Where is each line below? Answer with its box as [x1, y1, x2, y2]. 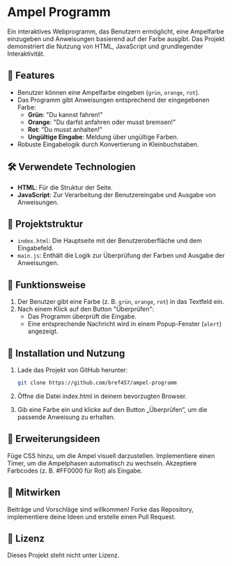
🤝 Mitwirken [7, 487, 61, 498]
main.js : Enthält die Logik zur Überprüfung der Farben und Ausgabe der [17, 252, 225, 260]
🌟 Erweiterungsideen [7, 433, 100, 445]
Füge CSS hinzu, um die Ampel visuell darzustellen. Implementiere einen [7, 451, 215, 460]
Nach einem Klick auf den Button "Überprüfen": [17, 305, 155, 314]
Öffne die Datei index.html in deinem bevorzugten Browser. [17, 392, 187, 400]
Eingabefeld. [17, 244, 54, 252]
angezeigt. [27, 327, 59, 335]
